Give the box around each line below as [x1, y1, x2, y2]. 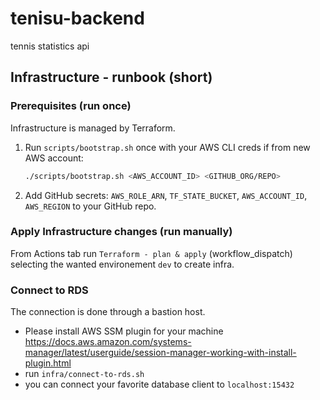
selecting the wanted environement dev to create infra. [10, 258, 235, 270]
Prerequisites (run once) [10, 99, 132, 113]
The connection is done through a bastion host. [10, 306, 206, 318]
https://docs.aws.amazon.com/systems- [24, 336, 192, 348]
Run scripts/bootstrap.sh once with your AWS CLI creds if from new [24, 141, 311, 153]
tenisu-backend [10, 7, 145, 30]
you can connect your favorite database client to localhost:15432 [24, 378, 295, 391]
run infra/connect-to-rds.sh [24, 368, 145, 380]
